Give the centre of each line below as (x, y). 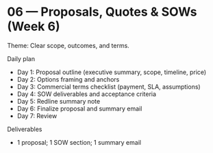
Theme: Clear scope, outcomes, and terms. (68, 45)
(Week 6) (34, 26)
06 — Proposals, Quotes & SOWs (102, 12)
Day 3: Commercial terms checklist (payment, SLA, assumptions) (109, 86)
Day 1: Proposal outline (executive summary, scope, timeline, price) (112, 72)
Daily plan (21, 58)
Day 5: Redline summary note (59, 101)
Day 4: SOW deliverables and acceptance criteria (86, 94)
